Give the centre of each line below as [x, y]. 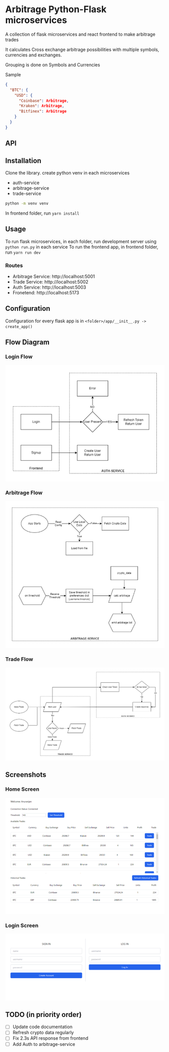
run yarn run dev [23, 252]
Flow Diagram [27, 342]
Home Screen [22, 789]
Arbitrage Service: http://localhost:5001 [54, 276]
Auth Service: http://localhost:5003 [49, 287]
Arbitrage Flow [24, 493]
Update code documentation [42, 1027]
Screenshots [26, 775]
